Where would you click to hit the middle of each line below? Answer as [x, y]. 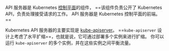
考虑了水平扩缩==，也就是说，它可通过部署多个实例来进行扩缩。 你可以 [89, 36]
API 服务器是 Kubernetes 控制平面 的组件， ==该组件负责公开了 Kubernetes [84, 7]
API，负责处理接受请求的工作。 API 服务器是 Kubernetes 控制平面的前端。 [83, 14]
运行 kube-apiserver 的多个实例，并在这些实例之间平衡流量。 [69, 43]
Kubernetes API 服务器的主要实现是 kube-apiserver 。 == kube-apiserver [81, 30]
